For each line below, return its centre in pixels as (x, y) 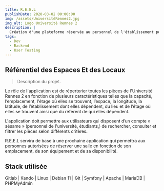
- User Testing (25, 50)
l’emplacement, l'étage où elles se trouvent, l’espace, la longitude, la (74, 101)
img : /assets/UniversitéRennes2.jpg (42, 18)
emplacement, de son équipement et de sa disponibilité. (61, 151)
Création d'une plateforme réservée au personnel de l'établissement (82, 32)
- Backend (19, 46)
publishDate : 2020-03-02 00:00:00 (40, 14)
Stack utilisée (26, 166)
